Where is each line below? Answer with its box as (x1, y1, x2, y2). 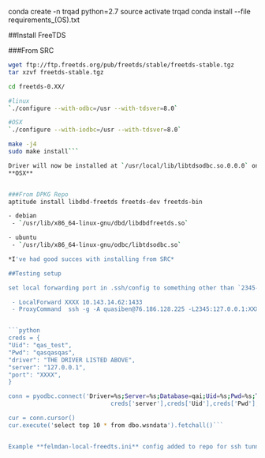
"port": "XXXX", (8, 371, 62, 379)
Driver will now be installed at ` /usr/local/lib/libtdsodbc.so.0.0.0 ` (8, 161, 248, 169)
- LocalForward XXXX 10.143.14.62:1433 (11, 298, 144, 306)
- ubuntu (8, 233, 37, 242)
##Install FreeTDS (8, 31, 66, 40)
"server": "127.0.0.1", (8, 363, 87, 371)
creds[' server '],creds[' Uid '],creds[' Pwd (110, 399, 248, 408)
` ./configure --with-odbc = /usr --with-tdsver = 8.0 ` (8, 104, 178, 112)
